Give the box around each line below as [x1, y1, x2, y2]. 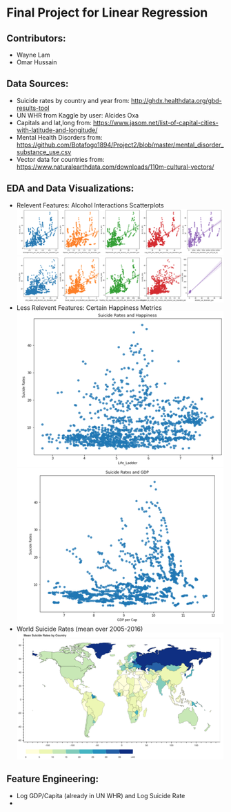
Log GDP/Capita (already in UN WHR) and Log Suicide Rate [16, 791, 185, 800]
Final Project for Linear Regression [6, 5, 208, 21]
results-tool [16, 104, 50, 112]
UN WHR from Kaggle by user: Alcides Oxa [16, 111, 139, 119]
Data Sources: [6, 78, 69, 90]
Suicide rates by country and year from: [16, 96, 130, 104]
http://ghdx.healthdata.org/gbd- [130, 96, 222, 104]
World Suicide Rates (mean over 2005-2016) [16, 625, 143, 634]
